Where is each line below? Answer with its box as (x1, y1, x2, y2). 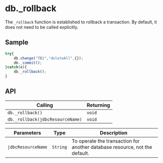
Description (99, 129, 128, 136)
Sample (5, 38, 29, 47)
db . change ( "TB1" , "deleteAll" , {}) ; (14, 55, 83, 61)
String (51, 144, 67, 150)
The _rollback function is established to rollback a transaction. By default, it (5, 19, 157, 25)
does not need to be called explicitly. (5, 24, 79, 30)
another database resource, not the (72, 144, 152, 150)
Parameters (14, 129, 41, 136)
